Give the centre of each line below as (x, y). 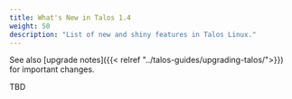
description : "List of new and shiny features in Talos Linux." (133, 34)
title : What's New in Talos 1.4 (70, 18)
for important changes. (52, 69)
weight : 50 (30, 26)
